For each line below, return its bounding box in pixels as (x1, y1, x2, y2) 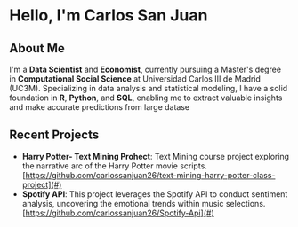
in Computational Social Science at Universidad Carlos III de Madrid (9, 74, 261, 84)
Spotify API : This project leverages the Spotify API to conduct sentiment (21, 188, 288, 200)
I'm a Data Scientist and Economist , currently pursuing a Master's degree (9, 64, 282, 74)
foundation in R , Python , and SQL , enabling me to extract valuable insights (9, 92, 283, 103)
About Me (9, 41, 65, 56)
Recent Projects (9, 128, 100, 143)
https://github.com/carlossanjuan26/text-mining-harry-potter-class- (25, 169, 276, 180)
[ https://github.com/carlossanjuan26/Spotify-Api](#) (21, 207, 215, 218)
